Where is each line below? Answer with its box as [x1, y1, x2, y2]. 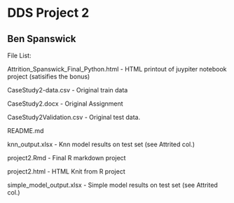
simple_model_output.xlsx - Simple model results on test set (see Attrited [7, 181, 219, 189]
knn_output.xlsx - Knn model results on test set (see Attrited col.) [7, 140, 195, 148]
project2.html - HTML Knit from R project [7, 167, 125, 176]
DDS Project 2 [7, 5, 90, 21]
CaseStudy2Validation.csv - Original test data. [7, 113, 141, 121]
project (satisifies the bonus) [7, 72, 90, 80]
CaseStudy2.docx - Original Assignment [7, 99, 124, 108]
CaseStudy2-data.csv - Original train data [7, 86, 128, 94]
